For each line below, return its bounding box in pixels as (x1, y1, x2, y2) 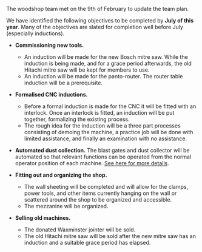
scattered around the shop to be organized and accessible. (24, 196, 172, 203)
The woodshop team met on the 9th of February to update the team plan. (6, 5, 189, 12)
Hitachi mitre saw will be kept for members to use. (24, 66, 150, 73)
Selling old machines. (15, 214, 71, 221)
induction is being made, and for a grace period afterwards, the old (24, 60, 192, 67)
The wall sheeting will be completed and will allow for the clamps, (24, 183, 189, 190)
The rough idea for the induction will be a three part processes (24, 122, 181, 129)
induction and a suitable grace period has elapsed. (24, 239, 151, 246)
